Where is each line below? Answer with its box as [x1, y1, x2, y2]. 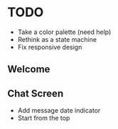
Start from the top [17, 114, 70, 123]
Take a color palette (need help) [17, 28, 112, 36]
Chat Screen [7, 87, 64, 99]
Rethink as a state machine [17, 35, 97, 43]
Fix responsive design [17, 43, 82, 51]
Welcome [7, 63, 50, 75]
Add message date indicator [17, 106, 101, 115]
